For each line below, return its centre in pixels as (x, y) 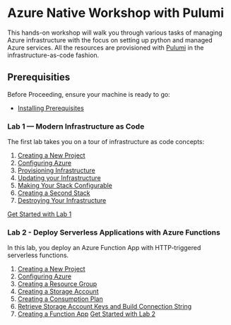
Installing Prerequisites (51, 108)
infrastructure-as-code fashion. (53, 55)
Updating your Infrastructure (59, 178)
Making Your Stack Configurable (65, 186)
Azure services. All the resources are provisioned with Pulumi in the (106, 47)
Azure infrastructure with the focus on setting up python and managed (110, 40)
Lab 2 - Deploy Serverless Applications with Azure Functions (114, 232)
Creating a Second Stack (54, 193)
